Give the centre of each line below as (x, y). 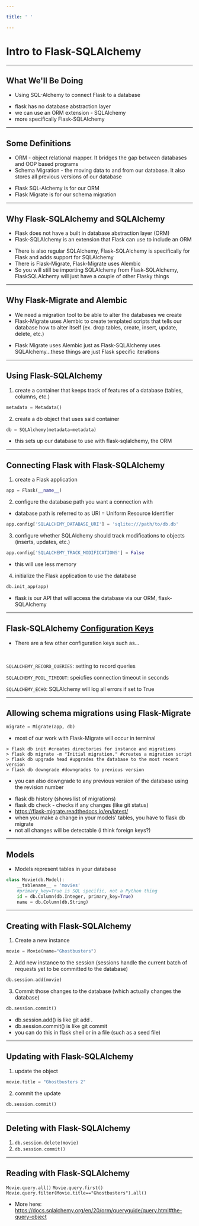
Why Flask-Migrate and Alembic (67, 301)
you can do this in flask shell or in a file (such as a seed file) (88, 1032)
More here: (28, 1204)
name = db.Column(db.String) (53, 902)
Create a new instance (42, 941)
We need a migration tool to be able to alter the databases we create (98, 315)
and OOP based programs (46, 164)
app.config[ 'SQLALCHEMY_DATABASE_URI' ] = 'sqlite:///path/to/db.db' (92, 524)
